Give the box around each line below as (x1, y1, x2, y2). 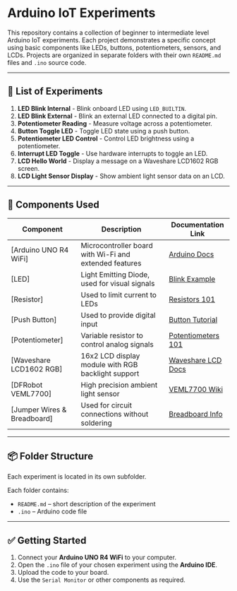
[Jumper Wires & (11, 405, 67, 414)
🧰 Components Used (7, 199, 100, 211)
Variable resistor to (80, 330, 143, 340)
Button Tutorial (169, 314, 218, 324)
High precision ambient (80, 380, 158, 390)
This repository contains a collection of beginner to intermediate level (7, 28, 209, 37)
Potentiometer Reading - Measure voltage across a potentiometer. (17, 119, 213, 128)
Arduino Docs (169, 249, 214, 259)
